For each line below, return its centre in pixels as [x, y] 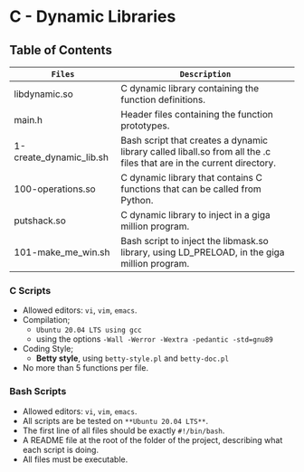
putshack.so [40, 221]
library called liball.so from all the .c [196, 151]
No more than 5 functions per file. [85, 368]
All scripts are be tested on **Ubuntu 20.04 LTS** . [115, 420]
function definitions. [163, 99]
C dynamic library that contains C [191, 178]
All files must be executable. [75, 459]
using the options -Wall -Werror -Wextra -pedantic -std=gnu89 [155, 339]
